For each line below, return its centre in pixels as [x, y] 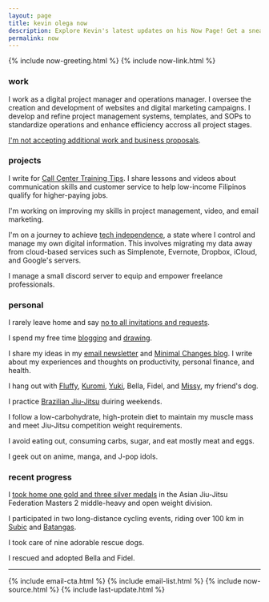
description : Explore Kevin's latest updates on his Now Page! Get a [127, 30]
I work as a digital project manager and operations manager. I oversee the [130, 99]
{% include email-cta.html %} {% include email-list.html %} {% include [125, 581]
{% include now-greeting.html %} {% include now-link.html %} [112, 61]
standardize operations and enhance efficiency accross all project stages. [130, 124]
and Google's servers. [45, 260]
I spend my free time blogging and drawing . [80, 338]
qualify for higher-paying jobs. [58, 195]
